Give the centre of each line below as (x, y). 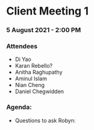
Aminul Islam (31, 79)
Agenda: (19, 107)
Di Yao (23, 59)
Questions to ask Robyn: (45, 120)
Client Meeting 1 (47, 11)
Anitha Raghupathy (39, 72)
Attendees (22, 47)
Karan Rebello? (34, 66)
